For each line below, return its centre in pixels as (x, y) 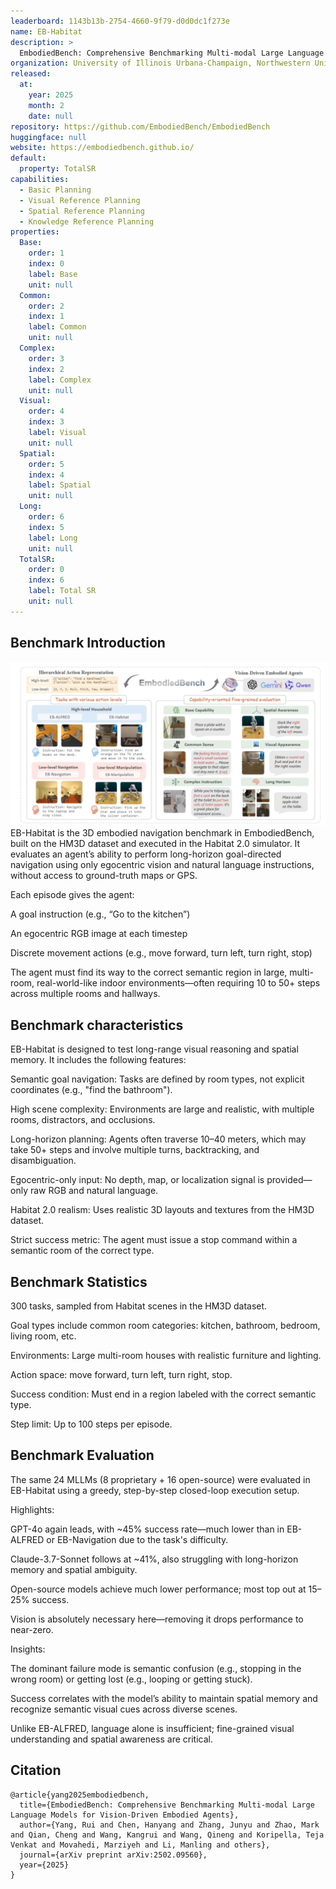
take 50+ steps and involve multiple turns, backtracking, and (135, 1150)
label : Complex (60, 380)
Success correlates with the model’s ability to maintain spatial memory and (164, 1698)
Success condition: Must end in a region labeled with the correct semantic (163, 1394)
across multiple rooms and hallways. (85, 994)
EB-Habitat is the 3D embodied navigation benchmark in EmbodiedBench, (162, 833)
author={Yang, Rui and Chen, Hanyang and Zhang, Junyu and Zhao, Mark (169, 1825)
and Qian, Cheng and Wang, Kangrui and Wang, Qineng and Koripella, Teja (167, 1835)
